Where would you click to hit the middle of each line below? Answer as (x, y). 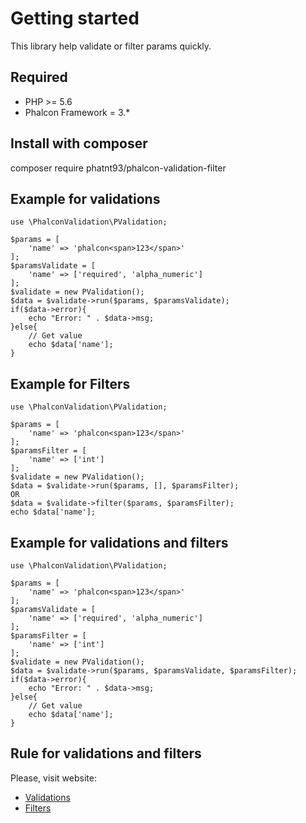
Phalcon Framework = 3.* (77, 112)
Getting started (75, 18)
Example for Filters (70, 383)
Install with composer (79, 143)
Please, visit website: (53, 778)
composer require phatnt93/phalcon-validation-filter (118, 168)
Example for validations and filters (119, 542)
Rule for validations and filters (106, 753)
